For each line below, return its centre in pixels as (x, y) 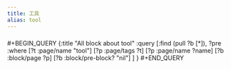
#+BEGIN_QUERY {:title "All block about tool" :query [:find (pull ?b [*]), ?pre (114, 43)
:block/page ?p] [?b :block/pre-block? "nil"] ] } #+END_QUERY (96, 58)
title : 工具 (23, 13)
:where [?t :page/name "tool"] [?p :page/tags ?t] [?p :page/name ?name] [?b (115, 51)
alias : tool (24, 20)
